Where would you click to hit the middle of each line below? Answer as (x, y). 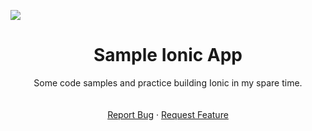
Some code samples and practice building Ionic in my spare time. (168, 82)
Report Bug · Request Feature (168, 114)
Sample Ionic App (168, 55)
